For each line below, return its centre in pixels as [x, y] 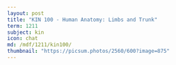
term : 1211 [23, 26]
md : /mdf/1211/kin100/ [39, 45]
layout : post [26, 13]
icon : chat [23, 39]
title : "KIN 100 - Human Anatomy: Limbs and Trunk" [82, 20]
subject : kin [26, 32]
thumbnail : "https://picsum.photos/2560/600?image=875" [88, 51]
